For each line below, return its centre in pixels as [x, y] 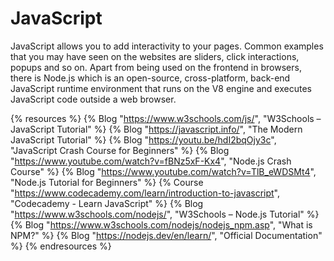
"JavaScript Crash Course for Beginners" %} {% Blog [120, 150]
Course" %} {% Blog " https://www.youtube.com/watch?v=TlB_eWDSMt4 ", [163, 171]
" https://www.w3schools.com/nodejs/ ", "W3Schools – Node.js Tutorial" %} [165, 214]
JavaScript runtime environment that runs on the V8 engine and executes [161, 88]
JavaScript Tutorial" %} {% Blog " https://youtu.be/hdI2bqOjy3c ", [143, 139]
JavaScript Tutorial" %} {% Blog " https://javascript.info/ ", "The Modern [156, 129]
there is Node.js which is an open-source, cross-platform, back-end [150, 78]
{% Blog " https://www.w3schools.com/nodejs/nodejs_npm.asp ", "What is [161, 224]
